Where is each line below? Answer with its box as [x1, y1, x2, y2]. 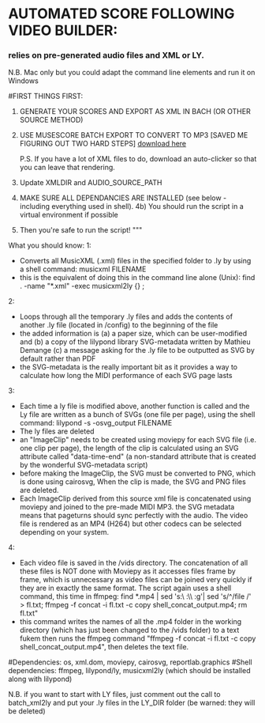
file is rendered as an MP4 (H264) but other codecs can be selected [19, 519, 242, 528]
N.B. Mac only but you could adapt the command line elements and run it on [8, 68, 256, 78]
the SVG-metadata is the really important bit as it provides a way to [19, 362, 238, 372]
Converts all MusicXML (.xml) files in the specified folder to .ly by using [19, 256, 252, 266]
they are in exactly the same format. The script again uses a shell [19, 583, 232, 593]
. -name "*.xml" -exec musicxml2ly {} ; [19, 282, 145, 291]
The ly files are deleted [19, 426, 95, 436]
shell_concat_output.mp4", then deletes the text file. [19, 642, 189, 652]
